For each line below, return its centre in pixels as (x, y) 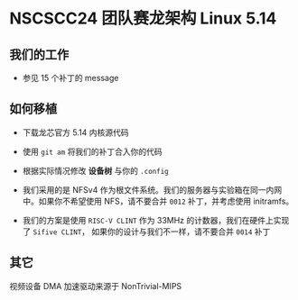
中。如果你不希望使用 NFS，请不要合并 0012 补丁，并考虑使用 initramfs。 (158, 201)
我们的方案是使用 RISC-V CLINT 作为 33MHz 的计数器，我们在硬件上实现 (156, 220)
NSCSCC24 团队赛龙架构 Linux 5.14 (143, 18)
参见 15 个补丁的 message (70, 78)
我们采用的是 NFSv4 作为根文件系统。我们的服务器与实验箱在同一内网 (152, 189)
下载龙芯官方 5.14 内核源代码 (75, 132)
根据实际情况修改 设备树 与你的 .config (95, 170)
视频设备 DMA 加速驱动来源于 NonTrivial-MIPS (96, 286)
